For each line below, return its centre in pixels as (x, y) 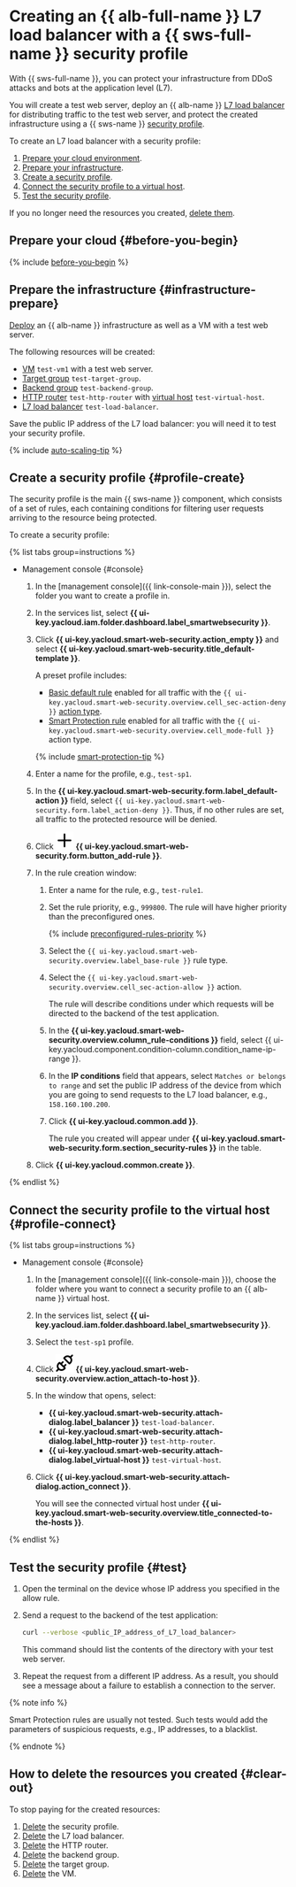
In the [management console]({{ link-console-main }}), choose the (156, 1280)
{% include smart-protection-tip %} (100, 757)
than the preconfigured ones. (102, 917)
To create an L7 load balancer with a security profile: (105, 141)
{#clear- (263, 1774)
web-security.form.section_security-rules (128, 1148)
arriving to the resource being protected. (83, 518)
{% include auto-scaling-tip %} (66, 450)
